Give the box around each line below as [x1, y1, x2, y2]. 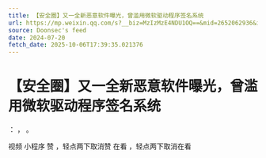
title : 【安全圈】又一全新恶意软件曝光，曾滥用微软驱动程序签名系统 [8, 11, 204, 20]
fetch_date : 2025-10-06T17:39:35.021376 [8, 41, 144, 49]
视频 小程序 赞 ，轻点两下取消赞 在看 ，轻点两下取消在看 [8, 141, 192, 151]
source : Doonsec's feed [8, 26, 87, 34]
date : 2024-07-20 [8, 33, 66, 42]
